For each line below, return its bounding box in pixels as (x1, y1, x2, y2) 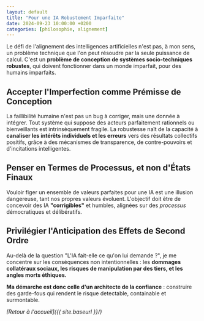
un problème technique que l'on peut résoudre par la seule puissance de (6, 50, 190, 57)
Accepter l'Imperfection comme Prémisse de (6, 86, 181, 97)
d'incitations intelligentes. (6, 145, 71, 153)
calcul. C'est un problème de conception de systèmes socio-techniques (6, 56, 193, 63)
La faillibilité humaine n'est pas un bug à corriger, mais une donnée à (6, 113, 180, 120)
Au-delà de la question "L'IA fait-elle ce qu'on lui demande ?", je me (6, 252, 177, 259)
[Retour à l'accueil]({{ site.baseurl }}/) (6, 308, 102, 315)
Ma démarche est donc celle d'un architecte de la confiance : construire (6, 283, 192, 290)
